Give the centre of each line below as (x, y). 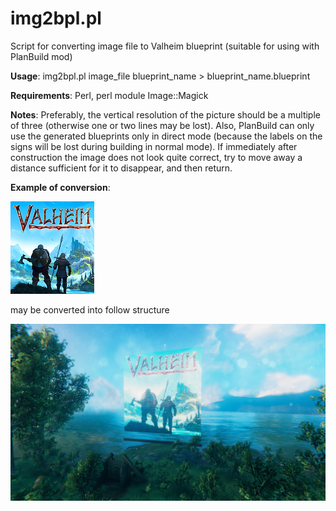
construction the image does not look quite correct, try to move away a (156, 157)
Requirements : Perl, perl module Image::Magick (109, 95)
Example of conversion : (60, 187)
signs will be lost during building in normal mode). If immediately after (154, 146)
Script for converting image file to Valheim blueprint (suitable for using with (165, 46)
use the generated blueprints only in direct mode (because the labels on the (166, 136)
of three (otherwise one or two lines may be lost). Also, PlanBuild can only (162, 125)
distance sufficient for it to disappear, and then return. (121, 168)
